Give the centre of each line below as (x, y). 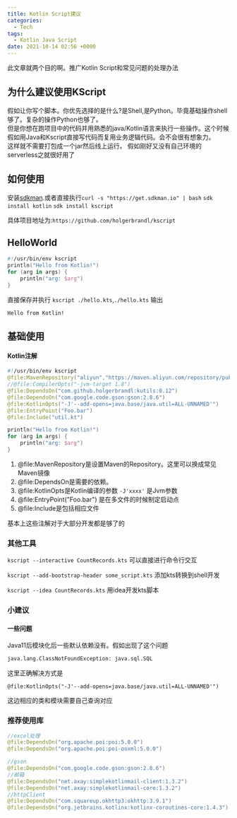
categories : (25, 21)
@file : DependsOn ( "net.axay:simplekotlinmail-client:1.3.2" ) (98, 781)
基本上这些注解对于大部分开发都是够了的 (66, 523)
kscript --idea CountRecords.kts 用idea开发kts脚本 (83, 590)
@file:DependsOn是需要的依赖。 (65, 481)
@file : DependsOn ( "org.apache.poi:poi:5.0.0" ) (75, 742)
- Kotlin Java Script (45, 40)
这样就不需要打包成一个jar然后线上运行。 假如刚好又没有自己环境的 (105, 146)
